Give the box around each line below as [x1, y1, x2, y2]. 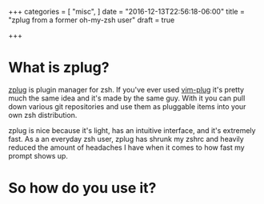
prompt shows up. [8, 151, 68, 160]
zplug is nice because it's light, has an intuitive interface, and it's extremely [8, 125, 256, 135]
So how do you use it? [8, 179, 157, 198]
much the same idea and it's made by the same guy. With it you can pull [8, 93, 246, 103]
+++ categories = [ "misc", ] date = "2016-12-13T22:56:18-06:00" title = [8, 7, 246, 16]
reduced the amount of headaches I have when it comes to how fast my [8, 143, 246, 152]
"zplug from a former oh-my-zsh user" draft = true [8, 15, 175, 25]
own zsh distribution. [8, 110, 78, 120]
